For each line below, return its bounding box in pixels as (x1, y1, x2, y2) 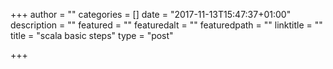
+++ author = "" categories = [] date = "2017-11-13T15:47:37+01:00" (10, 9, 292, 20)
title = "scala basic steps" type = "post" (10, 30, 174, 41)
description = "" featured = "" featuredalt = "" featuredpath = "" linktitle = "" (10, 19, 323, 31)
